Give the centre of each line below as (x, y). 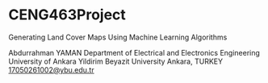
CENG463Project (67, 15)
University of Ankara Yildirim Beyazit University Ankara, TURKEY (116, 61)
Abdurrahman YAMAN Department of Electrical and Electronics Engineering (134, 52)
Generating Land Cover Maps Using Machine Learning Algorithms (118, 37)
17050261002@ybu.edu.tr (51, 69)
